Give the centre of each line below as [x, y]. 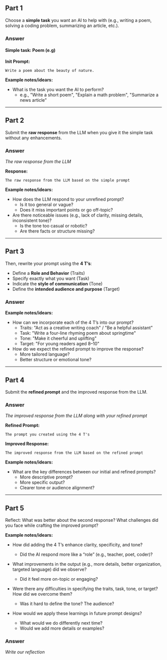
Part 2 [15, 120]
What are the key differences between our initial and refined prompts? [84, 472]
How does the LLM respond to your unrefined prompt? [68, 200]
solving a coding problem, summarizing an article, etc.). [62, 25]
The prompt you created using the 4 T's [48, 435]
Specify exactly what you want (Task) [51, 278]
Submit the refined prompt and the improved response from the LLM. [76, 392]
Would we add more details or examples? [62, 629]
